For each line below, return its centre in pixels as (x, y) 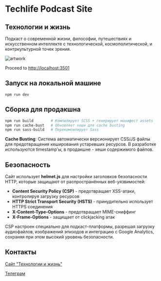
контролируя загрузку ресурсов (46, 197)
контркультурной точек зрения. (38, 49)
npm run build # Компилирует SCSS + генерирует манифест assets (79, 120)
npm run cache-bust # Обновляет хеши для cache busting (65, 125)
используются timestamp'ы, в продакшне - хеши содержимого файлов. (79, 149)
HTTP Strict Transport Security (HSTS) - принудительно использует (82, 201)
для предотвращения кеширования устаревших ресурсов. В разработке (81, 144)
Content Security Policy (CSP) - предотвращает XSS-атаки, (74, 191)
